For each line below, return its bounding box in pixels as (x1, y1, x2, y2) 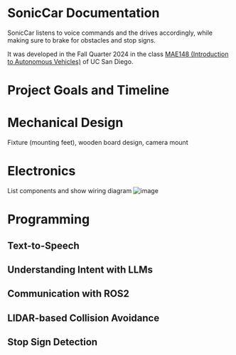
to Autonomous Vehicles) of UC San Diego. (7, 57, 134, 65)
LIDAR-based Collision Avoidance (7, 312, 160, 324)
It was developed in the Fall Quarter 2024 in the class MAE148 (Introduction (7, 50, 229, 58)
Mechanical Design (7, 115, 124, 131)
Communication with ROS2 (7, 288, 129, 300)
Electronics (7, 163, 76, 179)
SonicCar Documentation (7, 5, 160, 21)
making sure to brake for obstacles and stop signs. (7, 35, 156, 44)
